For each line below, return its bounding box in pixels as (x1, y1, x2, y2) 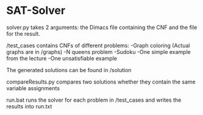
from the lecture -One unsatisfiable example (6, 54, 118, 62)
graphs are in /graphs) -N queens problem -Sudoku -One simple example (6, 48, 191, 55)
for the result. (6, 30, 41, 37)
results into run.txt (6, 102, 52, 110)
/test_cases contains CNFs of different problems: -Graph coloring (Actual (6, 42, 190, 49)
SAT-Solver (6, 4, 66, 18)
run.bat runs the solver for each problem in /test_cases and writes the (6, 96, 182, 103)
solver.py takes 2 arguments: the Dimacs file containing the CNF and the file (6, 24, 198, 31)
